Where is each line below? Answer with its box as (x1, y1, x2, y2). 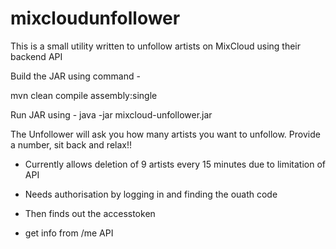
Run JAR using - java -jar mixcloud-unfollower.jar (10, 108, 213, 121)
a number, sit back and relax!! (10, 138, 132, 151)
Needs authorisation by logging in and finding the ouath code (24, 188, 278, 200)
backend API (10, 50, 63, 62)
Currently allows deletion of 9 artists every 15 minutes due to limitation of (24, 158, 326, 170)
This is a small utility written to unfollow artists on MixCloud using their (10, 40, 302, 52)
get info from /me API (24, 227, 114, 239)
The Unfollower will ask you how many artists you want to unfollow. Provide (10, 128, 321, 140)
